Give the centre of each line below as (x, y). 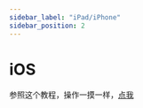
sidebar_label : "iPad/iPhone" (65, 17)
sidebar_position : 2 (48, 26)
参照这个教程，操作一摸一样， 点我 (71, 95)
